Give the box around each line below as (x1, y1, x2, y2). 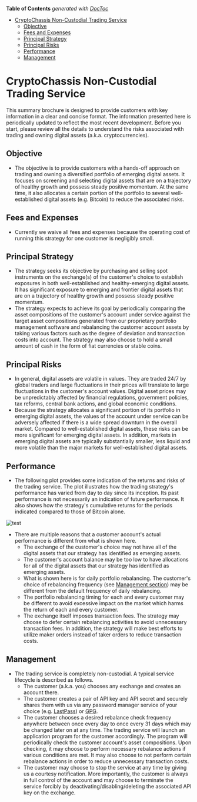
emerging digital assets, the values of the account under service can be (14, 412, 189, 420)
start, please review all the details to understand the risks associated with (6, 125, 184, 132)
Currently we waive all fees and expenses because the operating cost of (14, 228, 191, 235)
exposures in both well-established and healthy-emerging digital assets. (14, 280, 190, 287)
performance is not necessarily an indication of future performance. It (14, 496, 184, 503)
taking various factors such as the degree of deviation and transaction (14, 330, 185, 337)
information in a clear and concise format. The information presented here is (6, 113, 191, 120)
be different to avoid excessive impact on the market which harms (23, 600, 183, 606)
